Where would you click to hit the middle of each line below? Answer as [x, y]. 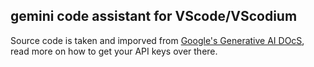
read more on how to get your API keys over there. [114, 51]
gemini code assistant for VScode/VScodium [154, 16]
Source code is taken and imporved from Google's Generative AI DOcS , [157, 40]
